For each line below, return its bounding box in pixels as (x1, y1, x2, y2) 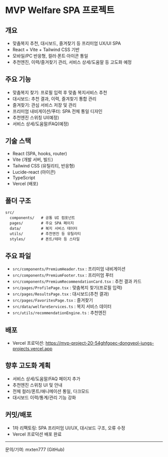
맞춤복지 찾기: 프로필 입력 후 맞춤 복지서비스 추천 (12, 89, 107, 95)
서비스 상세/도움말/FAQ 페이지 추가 (12, 375, 81, 381)
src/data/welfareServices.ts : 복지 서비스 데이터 (12, 304, 111, 310)
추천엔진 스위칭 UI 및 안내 (12, 382, 62, 388)
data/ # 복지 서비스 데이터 (9, 226, 77, 231)
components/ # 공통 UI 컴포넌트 (9, 215, 75, 220)
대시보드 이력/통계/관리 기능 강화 (12, 394, 76, 400)
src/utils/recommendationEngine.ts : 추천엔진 (12, 310, 106, 316)
